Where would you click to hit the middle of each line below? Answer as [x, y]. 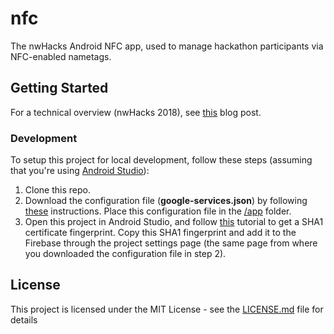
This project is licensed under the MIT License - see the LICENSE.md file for [167, 309]
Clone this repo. [57, 190]
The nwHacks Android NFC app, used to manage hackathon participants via [167, 46]
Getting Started [59, 88]
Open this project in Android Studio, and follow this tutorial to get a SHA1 [174, 222]
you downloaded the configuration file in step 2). [125, 254]
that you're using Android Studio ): [80, 171]
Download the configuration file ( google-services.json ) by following [166, 201]
